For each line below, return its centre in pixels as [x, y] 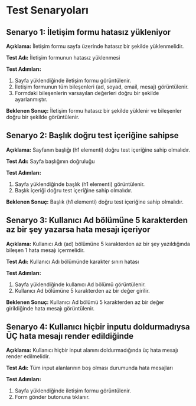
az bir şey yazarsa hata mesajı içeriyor [78, 230]
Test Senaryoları [47, 10]
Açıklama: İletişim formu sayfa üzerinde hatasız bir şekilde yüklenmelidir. [95, 46]
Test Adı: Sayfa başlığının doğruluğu [50, 161]
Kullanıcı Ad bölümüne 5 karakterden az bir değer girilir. [82, 290]
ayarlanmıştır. [31, 99]
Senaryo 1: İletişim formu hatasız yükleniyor [89, 32]
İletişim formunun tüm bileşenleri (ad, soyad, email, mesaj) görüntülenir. [102, 87]
